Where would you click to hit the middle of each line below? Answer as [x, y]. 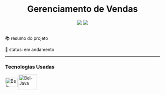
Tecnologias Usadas [30, 67]
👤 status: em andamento [30, 49]
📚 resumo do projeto [27, 38]
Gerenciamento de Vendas [82, 9]
